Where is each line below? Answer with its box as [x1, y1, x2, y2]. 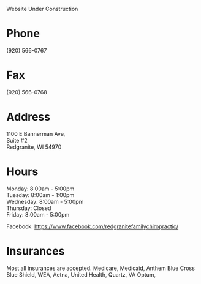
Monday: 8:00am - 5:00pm [6, 185, 75, 192]
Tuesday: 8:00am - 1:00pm [6, 191, 75, 198]
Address [6, 110, 51, 124]
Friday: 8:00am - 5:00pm [6, 211, 70, 218]
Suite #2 [6, 136, 28, 144]
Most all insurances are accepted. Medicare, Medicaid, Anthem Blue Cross [6, 264, 195, 272]
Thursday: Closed [6, 204, 51, 212]
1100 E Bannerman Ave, [6, 130, 66, 137]
